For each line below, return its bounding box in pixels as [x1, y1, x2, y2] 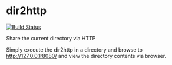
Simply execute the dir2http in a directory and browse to [6, 46, 143, 53]
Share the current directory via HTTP [6, 35, 96, 42]
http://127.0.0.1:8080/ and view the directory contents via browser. [6, 52, 167, 59]
